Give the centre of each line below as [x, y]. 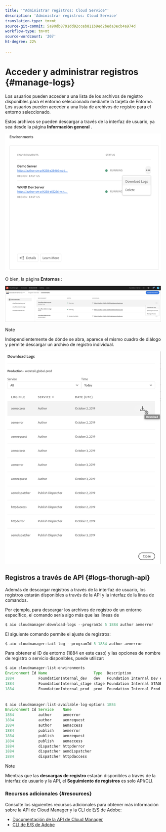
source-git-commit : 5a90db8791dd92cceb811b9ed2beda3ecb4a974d [70, 26]
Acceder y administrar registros [72, 72]
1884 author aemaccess [44, 726]
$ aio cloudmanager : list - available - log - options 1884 [61, 705]
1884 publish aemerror [43, 730]
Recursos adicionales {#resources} [49, 794]
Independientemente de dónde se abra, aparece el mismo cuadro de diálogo [83, 339]
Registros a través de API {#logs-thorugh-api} [78, 578]
